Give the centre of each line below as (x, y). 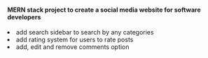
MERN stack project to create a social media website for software (104, 10)
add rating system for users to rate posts (75, 40)
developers (24, 17)
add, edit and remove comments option (73, 47)
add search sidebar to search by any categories (85, 32)
